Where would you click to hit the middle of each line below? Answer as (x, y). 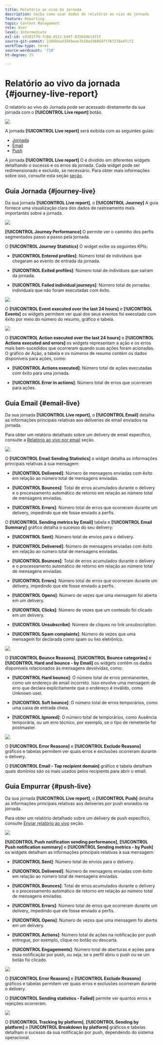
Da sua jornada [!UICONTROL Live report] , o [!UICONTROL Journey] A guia (82, 203)
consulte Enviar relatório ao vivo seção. (45, 823)
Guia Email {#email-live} (43, 403)
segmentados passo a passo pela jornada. (47, 237)
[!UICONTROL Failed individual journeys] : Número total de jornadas (81, 285)
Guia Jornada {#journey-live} (50, 191)
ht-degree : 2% (19, 55)
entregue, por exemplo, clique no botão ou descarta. (65, 940)
